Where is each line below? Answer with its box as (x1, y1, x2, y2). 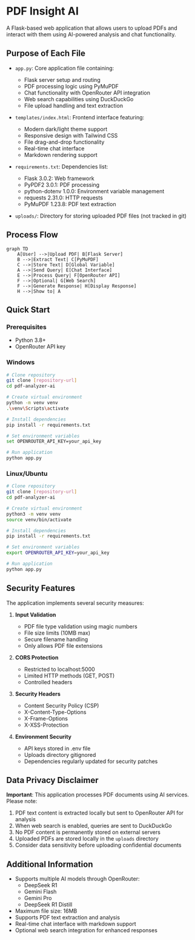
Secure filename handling (24, 635, 88, 643)
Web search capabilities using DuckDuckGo (24, 95, 134, 102)
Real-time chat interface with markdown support (15, 920, 136, 928)
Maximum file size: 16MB (15, 907, 78, 915)
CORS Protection (15, 653, 59, 661)
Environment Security (15, 733, 71, 740)
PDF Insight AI (6, 4, 79, 18)
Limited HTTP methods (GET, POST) (24, 672, 115, 679)
